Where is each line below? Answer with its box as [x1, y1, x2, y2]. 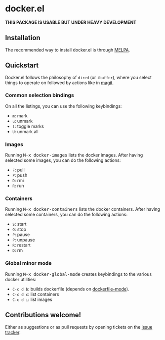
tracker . [5, 329, 21, 335]
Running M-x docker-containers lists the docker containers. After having [5, 206, 161, 212]
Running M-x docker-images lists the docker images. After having [5, 152, 143, 158]
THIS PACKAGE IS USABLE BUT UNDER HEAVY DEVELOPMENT [5, 19, 137, 25]
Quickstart [5, 61, 39, 70]
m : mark [12, 112, 28, 119]
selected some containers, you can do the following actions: [5, 211, 127, 218]
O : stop [12, 226, 26, 233]
